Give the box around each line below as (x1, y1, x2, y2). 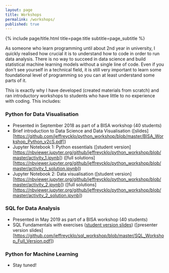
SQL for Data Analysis (5, 205, 61, 212)
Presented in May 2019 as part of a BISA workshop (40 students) (12, 216, 148, 222)
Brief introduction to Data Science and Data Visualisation (12, 128, 131, 134)
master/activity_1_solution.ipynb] (12, 165, 80, 171)
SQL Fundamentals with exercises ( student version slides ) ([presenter (12, 221, 158, 228)
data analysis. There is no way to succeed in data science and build (5, 56, 146, 62)
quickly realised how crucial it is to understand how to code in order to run (5, 51, 160, 57)
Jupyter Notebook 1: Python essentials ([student (12, 144, 113, 150)
